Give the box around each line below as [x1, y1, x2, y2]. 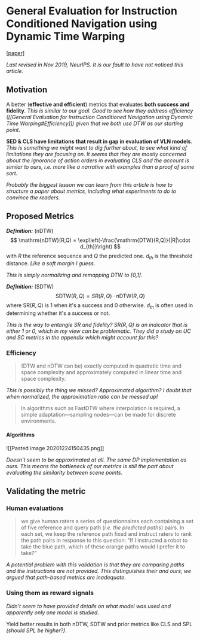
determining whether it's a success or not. [6, 310, 110, 317]
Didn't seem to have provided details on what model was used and [6, 602, 171, 609]
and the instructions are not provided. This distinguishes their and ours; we [6, 568, 192, 575]
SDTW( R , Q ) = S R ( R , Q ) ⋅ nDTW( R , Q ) [56, 292, 145, 300]
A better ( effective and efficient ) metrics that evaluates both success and [6, 101, 190, 108]
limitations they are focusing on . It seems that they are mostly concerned [6, 150, 187, 157]
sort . [6, 169, 18, 177]
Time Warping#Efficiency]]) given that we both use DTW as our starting [6, 120, 183, 127]
